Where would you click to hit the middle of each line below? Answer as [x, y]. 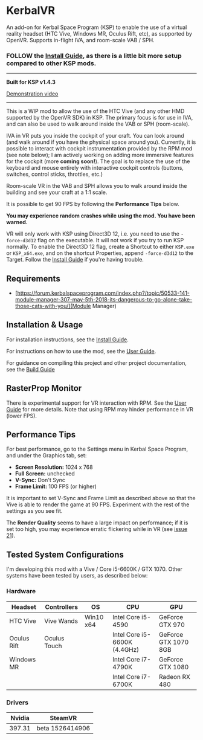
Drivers [18, 703]
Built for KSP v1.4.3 [31, 82]
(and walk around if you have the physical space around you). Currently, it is [101, 142]
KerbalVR [31, 11]
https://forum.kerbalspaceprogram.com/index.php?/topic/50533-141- [104, 293]
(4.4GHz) [126, 649]
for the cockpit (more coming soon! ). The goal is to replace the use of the [98, 161]
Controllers [62, 606]
